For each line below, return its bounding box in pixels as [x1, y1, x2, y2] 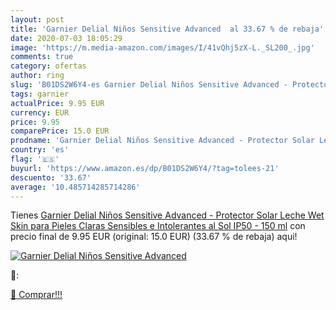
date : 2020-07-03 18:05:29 [10, 33, 123, 43]
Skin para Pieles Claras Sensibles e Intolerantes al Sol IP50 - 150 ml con [10, 220, 306, 232]
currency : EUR [10, 107, 70, 118]
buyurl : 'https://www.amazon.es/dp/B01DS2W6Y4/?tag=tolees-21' [10, 163, 280, 173]
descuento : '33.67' [10, 172, 92, 183]
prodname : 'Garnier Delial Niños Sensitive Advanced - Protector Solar [10, 136, 315, 146]
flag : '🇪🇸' [10, 154, 60, 164]
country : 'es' [10, 145, 70, 155]
